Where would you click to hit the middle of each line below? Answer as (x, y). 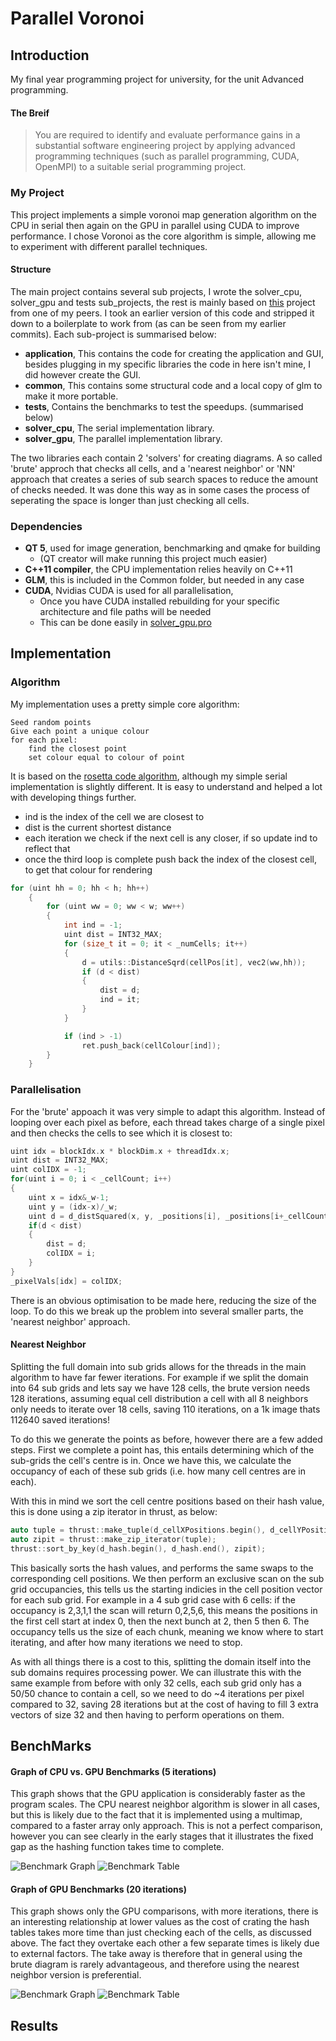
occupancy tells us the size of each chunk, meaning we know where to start (167, 1631)
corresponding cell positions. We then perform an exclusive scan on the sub (167, 1578)
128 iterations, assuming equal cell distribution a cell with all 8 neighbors (159, 1398)
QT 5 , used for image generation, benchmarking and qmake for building (172, 548)
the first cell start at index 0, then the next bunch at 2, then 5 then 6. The (160, 1621)
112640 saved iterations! (60, 1419)
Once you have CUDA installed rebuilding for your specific (159, 601)
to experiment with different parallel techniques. (109, 246)
